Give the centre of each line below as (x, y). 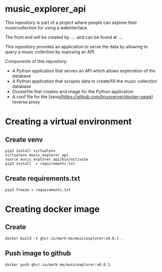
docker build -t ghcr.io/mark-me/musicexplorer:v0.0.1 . (64, 238)
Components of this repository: (36, 61)
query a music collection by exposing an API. (50, 52)
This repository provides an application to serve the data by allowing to (76, 46)
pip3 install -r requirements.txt (40, 164)
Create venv (24, 139)
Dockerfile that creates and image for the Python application (73, 91)
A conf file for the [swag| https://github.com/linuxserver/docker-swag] (82, 97)
